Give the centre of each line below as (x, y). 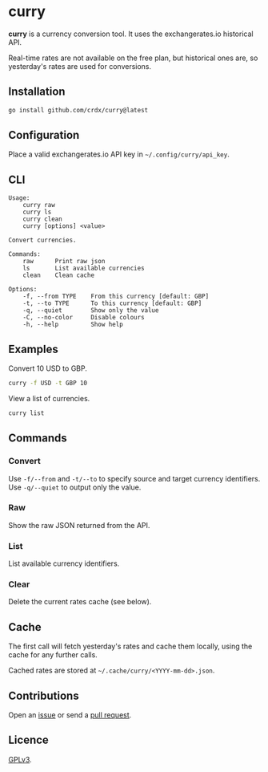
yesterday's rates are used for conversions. (80, 66)
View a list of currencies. (49, 398)
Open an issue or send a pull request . (70, 715)
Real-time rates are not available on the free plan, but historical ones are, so (133, 58)
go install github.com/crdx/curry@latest (78, 110)
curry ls (37, 212)
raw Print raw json (64, 262)
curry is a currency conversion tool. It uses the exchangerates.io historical (131, 34)
